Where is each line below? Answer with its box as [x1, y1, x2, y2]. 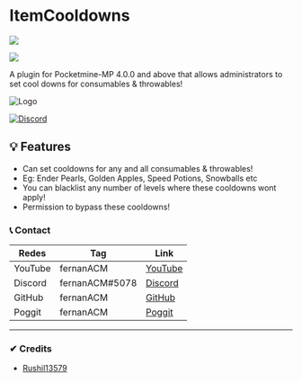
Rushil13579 [22, 363, 67, 374]
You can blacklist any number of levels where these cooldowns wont [22, 182, 277, 193]
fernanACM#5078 [59, 277, 138, 289]
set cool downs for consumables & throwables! [9, 78, 183, 89]
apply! [22, 191, 47, 202]
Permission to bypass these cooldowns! [22, 201, 171, 212]
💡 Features [9, 139, 72, 155]
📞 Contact [9, 224, 51, 236]
